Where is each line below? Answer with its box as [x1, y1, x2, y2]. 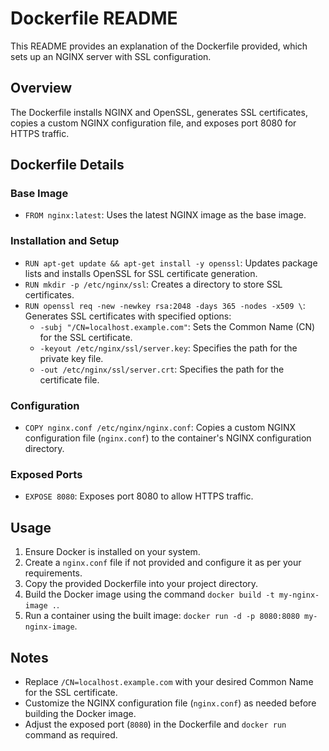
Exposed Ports [10, 467, 83, 481]
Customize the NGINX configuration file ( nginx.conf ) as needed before [24, 697, 317, 709]
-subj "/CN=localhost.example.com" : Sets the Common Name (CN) [39, 320, 316, 332]
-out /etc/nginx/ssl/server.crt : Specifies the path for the [39, 363, 285, 375]
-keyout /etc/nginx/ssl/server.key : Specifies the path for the [39, 342, 298, 354]
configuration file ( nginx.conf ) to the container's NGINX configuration [24, 432, 312, 444]
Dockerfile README [10, 7, 178, 30]
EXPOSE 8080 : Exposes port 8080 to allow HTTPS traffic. [24, 490, 254, 502]
